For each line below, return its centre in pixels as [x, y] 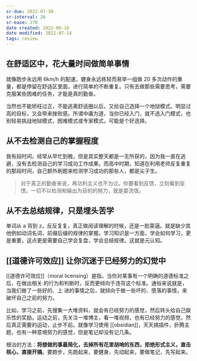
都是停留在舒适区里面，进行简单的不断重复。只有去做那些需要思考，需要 [103, 86]
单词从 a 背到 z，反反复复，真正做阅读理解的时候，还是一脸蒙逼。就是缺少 [96, 226]
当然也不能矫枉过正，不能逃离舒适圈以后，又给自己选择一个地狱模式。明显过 [98, 106]
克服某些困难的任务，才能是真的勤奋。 [52, 94]
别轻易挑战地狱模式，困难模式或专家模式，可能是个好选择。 [78, 121]
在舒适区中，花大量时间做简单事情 [68, 64]
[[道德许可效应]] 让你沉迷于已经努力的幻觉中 [86, 261]
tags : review [22, 39]
